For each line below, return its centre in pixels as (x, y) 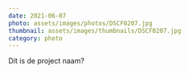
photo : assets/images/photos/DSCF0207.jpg (80, 23)
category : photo (35, 38)
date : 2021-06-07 (37, 16)
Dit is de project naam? (46, 61)
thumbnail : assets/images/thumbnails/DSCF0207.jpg (95, 30)
